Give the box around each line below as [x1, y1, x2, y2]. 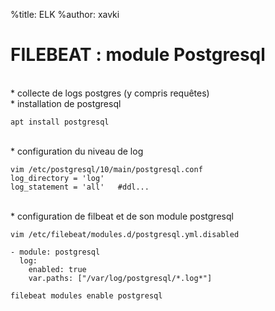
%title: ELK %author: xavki [10, 9, 120, 20]
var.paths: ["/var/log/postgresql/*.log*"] [28, 273, 213, 283]
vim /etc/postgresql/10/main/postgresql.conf [10, 164, 203, 174]
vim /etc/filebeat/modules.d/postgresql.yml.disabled [10, 229, 240, 239]
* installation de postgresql [10, 97, 122, 109]
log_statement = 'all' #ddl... [10, 182, 150, 192]
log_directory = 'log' [10, 173, 105, 183]
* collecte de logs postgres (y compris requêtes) [10, 87, 210, 99]
